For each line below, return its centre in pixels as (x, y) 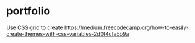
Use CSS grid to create (35, 27)
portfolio (28, 11)
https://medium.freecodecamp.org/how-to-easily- (126, 27)
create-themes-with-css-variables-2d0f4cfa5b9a (68, 33)
